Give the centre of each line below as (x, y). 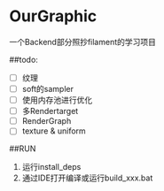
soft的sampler (47, 89)
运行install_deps (51, 167)
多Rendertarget (50, 111)
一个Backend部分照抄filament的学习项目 (83, 42)
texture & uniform (54, 131)
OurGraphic (53, 16)
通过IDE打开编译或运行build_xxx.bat (87, 178)
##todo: (23, 59)
